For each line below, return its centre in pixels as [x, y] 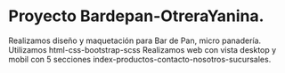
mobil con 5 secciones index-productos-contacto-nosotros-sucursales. [140, 59]
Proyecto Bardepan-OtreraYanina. [136, 16]
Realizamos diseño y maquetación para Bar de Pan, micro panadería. [135, 40]
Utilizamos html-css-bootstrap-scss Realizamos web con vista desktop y [142, 49]
